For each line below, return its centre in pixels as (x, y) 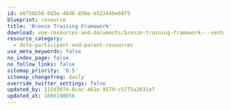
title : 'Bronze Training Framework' (59, 26)
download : (21, 32)
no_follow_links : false (41, 64)
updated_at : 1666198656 (41, 96)
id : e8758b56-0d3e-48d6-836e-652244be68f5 (69, 13)
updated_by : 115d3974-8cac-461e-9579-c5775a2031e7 (81, 90)
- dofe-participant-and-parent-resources (74, 45)
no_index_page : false (38, 58)
